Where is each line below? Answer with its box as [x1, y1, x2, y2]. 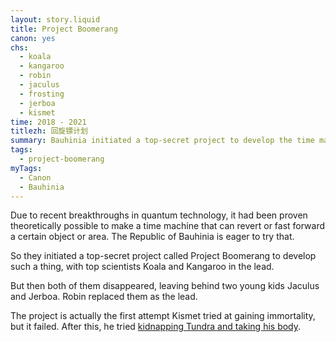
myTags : [10, 163, 43, 173]
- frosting [19, 89, 65, 99]
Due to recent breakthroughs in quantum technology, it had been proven [10, 209, 308, 221]
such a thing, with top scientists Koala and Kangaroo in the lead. [10, 261, 275, 273]
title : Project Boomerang [10, 24, 118, 34]
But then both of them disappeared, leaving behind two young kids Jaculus [10, 280, 320, 292]
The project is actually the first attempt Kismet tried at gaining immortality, [10, 310, 316, 322]
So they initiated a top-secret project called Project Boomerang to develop [10, 250, 317, 262]
